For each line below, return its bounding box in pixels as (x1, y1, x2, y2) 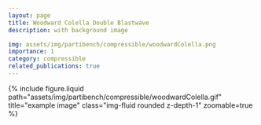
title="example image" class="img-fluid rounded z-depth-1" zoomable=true (8, 100, 253, 110)
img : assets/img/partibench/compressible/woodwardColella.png (8, 40, 216, 48)
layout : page (8, 11, 51, 20)
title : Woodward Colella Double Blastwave (8, 19, 149, 27)
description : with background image (8, 26, 128, 34)
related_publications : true (8, 62, 101, 71)
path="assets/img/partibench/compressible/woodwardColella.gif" (8, 92, 222, 101)
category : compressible (8, 55, 86, 63)
